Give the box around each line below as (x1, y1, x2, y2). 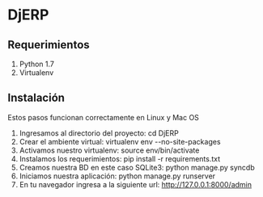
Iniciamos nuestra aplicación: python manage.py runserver (19, 171, 216, 181)
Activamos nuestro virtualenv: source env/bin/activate (19, 145, 200, 155)
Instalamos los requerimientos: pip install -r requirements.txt (19, 153, 221, 163)
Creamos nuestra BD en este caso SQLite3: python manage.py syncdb (19, 162, 256, 172)
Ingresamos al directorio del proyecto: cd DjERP (19, 128, 179, 138)
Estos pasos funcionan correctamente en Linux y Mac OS (7, 112, 200, 122)
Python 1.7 (19, 59, 54, 69)
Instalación (7, 91, 66, 105)
